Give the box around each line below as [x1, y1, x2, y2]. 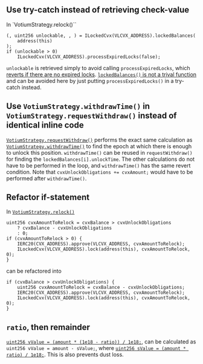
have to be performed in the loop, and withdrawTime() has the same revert [6, 161, 191, 169]
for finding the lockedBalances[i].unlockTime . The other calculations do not [6, 155, 195, 163]
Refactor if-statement [6, 192, 90, 203]
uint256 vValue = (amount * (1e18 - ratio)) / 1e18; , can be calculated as [6, 338, 196, 345]
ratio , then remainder [6, 322, 91, 332]
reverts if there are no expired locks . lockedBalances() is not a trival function [6, 71, 197, 78]
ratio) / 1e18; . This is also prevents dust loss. [6, 351, 124, 359]
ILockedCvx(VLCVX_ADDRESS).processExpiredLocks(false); [17, 54, 161, 60]
